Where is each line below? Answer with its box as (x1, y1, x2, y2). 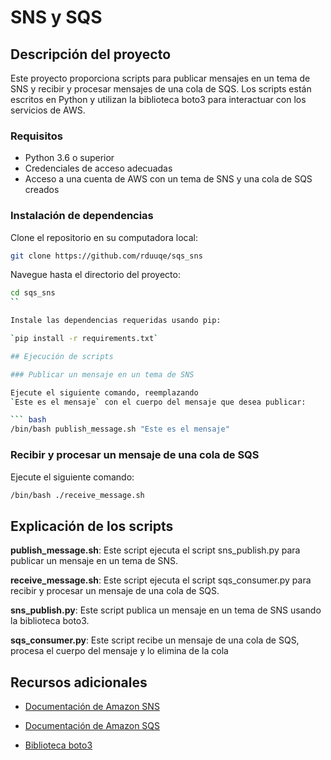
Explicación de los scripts (10, 517, 174, 535)
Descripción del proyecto (10, 46, 172, 63)
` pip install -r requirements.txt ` (10, 334, 159, 344)
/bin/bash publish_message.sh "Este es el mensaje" (10, 424, 230, 435)
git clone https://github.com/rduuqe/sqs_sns (10, 251, 203, 261)
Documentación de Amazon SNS (24, 701, 160, 713)
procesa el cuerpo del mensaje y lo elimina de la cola (10, 645, 229, 657)
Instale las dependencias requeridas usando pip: (10, 316, 222, 326)
